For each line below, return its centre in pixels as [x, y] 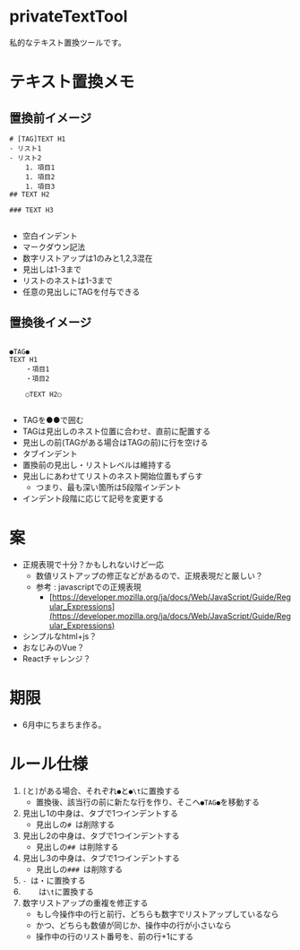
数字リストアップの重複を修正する [85, 902]
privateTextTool [69, 17]
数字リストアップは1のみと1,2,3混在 [88, 258]
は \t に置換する [66, 891]
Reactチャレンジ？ [56, 658]
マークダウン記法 [54, 246]
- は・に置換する [54, 880]
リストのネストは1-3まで [68, 281]
